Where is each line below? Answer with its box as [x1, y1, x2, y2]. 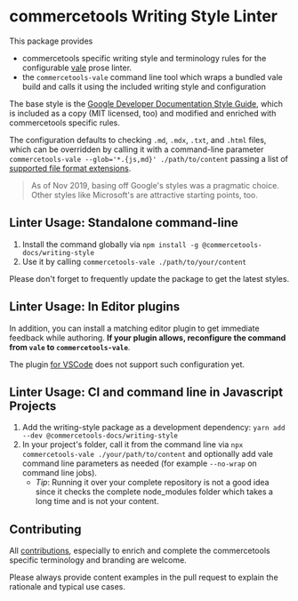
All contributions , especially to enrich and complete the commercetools [9, 545, 270, 557]
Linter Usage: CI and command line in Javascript [9, 384, 283, 399]
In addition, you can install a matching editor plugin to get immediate [9, 323, 260, 333]
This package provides [9, 36, 93, 46]
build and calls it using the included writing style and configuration [21, 81, 267, 92]
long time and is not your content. [35, 496, 159, 507]
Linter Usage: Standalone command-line [9, 215, 238, 230]
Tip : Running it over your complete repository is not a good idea [35, 477, 270, 488]
